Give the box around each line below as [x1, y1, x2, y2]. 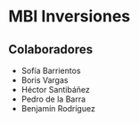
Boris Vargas [20, 75, 69, 86]
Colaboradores [8, 42, 94, 57]
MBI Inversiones [8, 6, 131, 27]
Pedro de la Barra [20, 94, 86, 104]
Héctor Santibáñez [20, 85, 91, 94]
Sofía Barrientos [20, 65, 81, 76]
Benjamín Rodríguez [20, 103, 95, 113]
